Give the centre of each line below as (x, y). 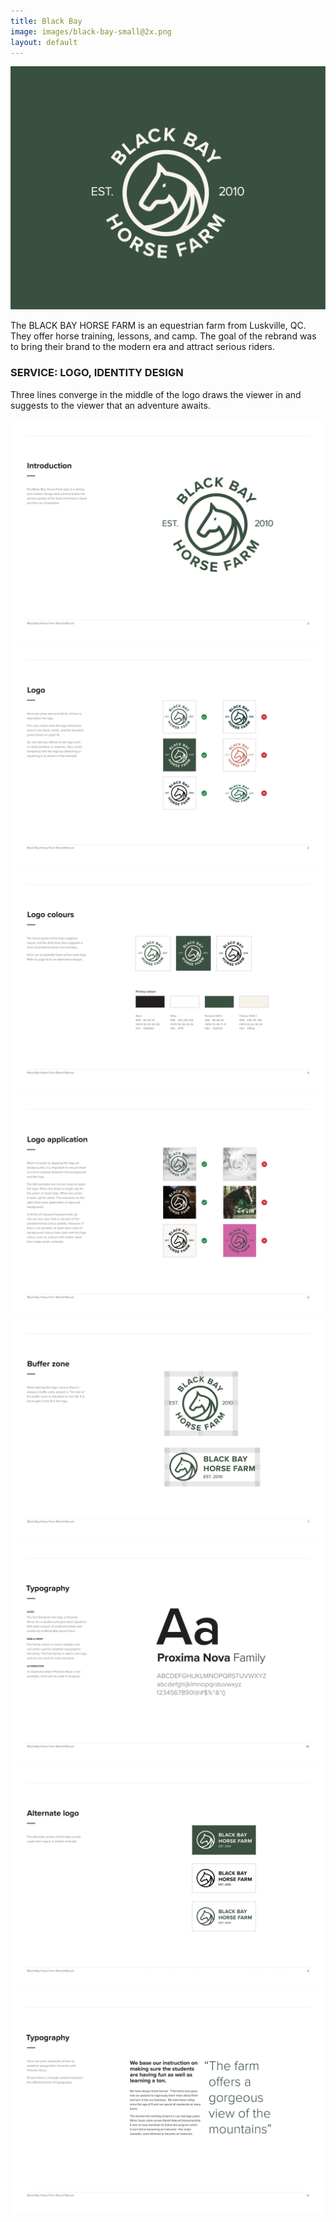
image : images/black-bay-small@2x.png (91, 31)
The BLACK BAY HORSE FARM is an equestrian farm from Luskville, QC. (158, 326)
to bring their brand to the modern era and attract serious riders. (142, 347)
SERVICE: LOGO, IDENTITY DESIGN (97, 373)
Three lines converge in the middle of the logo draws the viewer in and (156, 394)
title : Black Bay (46, 21)
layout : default (44, 42)
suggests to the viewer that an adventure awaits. (110, 405)
